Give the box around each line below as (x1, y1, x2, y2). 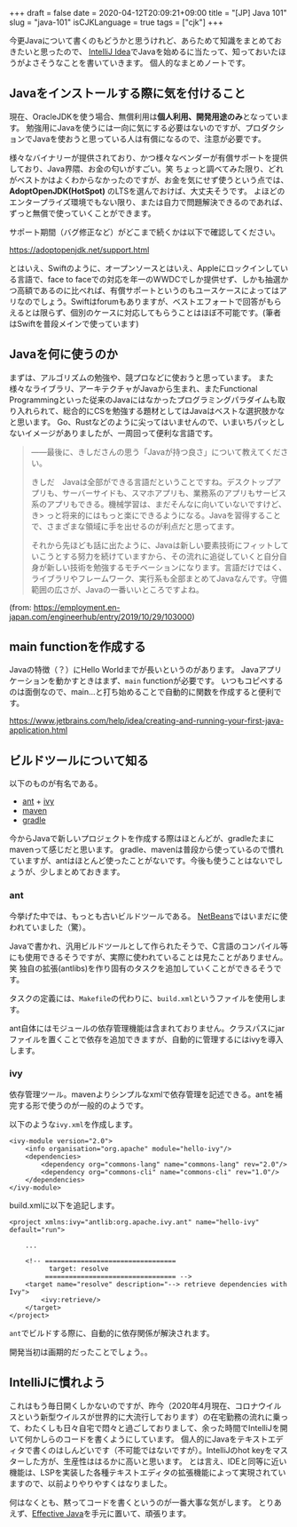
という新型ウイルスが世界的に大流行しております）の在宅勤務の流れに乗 (16, 1412, 281, 1422)
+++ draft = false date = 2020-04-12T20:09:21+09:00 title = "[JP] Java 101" (9, 8, 287, 18)
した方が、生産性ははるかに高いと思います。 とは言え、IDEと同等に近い (24, 1456, 287, 1467)
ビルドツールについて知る (9, 752, 149, 767)
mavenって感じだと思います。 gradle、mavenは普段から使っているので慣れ (9, 844, 284, 855)
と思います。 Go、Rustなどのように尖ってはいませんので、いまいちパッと (9, 417, 277, 427)
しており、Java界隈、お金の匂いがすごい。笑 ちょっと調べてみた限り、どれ (9, 163, 284, 174)
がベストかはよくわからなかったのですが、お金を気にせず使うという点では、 (9, 174, 289, 185)
